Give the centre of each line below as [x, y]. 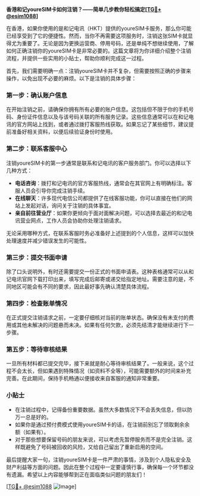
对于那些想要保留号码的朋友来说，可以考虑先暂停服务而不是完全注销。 [101, 439]
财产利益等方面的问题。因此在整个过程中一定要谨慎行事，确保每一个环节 [95, 467]
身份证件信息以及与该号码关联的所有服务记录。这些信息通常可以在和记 [102, 117]
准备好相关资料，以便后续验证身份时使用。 [63, 132]
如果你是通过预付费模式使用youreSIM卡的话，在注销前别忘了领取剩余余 [102, 424]
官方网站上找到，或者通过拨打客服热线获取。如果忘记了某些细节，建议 [102, 124]
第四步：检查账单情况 [37, 303]
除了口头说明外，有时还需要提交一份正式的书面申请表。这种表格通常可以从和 [100, 272]
